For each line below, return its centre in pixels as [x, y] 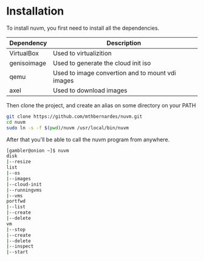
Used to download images [90, 90]
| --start [17, 252]
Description [124, 42]
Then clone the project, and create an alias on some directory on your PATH [101, 105]
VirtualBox [24, 53]
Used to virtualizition [83, 53]
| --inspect [20, 246]
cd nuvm [16, 122]
